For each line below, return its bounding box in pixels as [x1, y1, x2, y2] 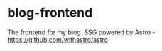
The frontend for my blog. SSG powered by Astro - [7, 28, 156, 36]
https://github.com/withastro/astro [7, 35, 109, 43]
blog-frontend [7, 5, 93, 21]
